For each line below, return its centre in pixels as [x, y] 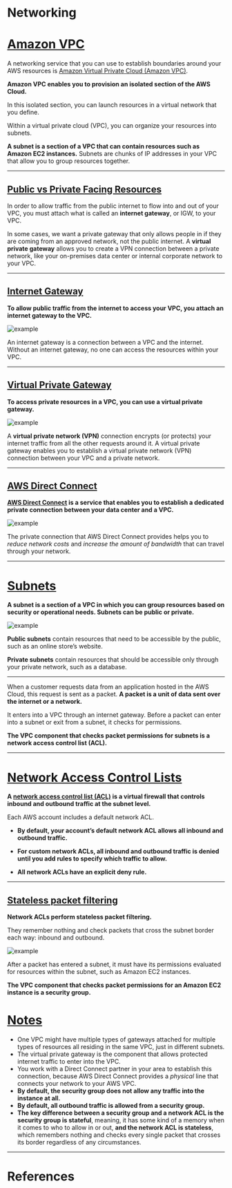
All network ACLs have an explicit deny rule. [82, 872]
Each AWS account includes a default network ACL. [80, 817]
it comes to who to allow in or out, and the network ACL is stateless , [115, 1128]
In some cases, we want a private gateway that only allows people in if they [115, 233]
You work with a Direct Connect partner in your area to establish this [114, 1069]
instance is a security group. [49, 993]
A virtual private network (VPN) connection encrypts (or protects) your [109, 436]
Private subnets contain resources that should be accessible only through [113, 660]
